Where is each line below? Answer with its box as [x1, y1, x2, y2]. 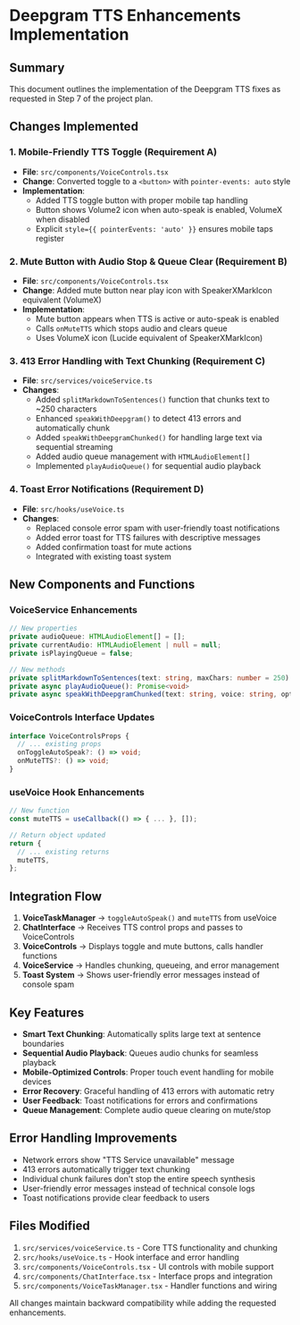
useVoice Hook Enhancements [9, 786, 145, 798]
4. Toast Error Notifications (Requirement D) [9, 483, 204, 496]
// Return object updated [9, 830, 105, 839]
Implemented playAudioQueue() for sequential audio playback [35, 461, 262, 471]
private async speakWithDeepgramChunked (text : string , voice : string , [9, 690, 278, 699]
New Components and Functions [9, 576, 196, 591]
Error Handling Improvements [9, 1131, 178, 1146]
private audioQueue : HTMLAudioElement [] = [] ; [9, 633, 186, 641]
